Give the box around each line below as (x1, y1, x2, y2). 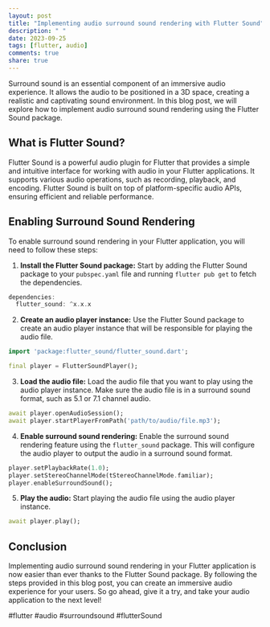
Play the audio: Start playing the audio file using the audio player (19, 494, 235, 503)
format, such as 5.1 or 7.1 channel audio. (19, 394, 151, 403)
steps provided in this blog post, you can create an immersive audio (8, 578, 233, 588)
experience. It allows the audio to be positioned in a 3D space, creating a (8, 87, 250, 96)
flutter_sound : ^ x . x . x (15, 301, 92, 309)
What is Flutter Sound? (8, 136, 125, 150)
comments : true (8, 49, 59, 57)
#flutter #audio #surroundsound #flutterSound (8, 611, 162, 621)
